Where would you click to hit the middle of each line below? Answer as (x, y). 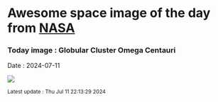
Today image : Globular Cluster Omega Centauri (92, 50)
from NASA (41, 28)
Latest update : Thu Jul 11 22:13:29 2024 (57, 92)
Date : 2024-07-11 (34, 66)
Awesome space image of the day (109, 13)
